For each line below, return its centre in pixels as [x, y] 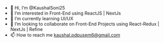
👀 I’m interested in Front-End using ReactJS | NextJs [66, 13]
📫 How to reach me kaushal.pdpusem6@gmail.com [65, 35]
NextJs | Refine [26, 29]
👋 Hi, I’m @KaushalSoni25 [37, 8]
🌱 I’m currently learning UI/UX [42, 18]
